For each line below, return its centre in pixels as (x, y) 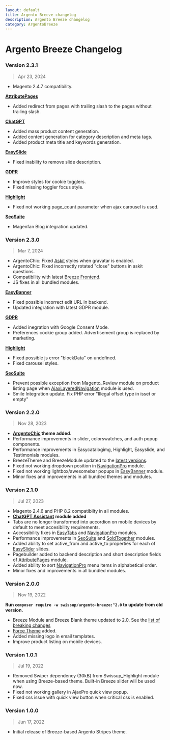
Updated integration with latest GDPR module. (61, 308)
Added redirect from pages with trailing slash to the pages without (82, 106)
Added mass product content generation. (56, 131)
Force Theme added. (35, 630)
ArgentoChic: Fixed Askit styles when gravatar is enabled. (73, 261)
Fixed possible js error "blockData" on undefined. (64, 358)
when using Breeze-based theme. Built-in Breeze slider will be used (84, 681)
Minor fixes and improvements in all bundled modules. (69, 570)
